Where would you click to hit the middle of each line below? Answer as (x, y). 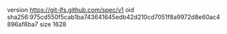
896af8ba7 (23, 24)
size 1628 (53, 24)
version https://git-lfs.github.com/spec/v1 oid (71, 10)
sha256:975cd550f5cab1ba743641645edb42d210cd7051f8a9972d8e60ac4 (114, 17)
